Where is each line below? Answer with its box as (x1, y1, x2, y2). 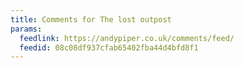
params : (10, 24, 43, 34)
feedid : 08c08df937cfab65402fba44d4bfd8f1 (19, 42, 199, 53)
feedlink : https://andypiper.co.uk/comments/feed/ (19, 33, 235, 43)
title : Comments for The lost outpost (10, 14, 172, 25)
